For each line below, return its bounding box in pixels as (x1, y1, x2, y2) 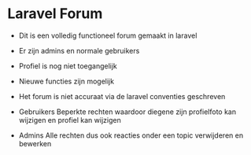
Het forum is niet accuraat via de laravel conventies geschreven (18, 91, 226, 101)
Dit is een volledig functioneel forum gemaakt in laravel (18, 31, 197, 40)
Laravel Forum (7, 5, 103, 23)
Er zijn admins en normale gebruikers (18, 46, 140, 55)
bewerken (18, 138, 52, 148)
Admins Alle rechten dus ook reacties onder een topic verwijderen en (18, 131, 244, 140)
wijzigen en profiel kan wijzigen (18, 115, 121, 124)
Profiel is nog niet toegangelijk (18, 61, 117, 71)
